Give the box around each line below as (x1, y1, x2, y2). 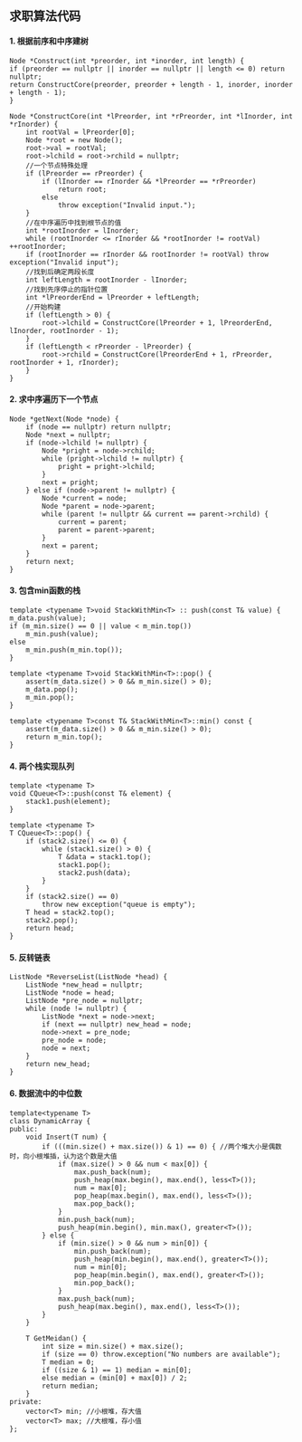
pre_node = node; (42, 1036, 107, 1046)
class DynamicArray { (9, 1116, 91, 1125)
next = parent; (42, 541, 99, 550)
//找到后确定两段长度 (25, 267, 95, 276)
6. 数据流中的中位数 (9, 1088, 83, 1098)
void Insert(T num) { (25, 1132, 107, 1141)
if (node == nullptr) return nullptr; (25, 422, 172, 432)
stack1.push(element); (25, 797, 111, 807)
